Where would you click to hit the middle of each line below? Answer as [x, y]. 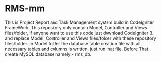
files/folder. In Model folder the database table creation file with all [73, 43]
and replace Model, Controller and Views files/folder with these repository [80, 38]
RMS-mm [25, 9]
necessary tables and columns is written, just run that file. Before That [77, 49]
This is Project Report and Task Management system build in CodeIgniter [80, 22]
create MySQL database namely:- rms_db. [48, 54]
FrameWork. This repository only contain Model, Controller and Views [76, 27]
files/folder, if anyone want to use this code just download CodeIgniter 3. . [80, 33]
